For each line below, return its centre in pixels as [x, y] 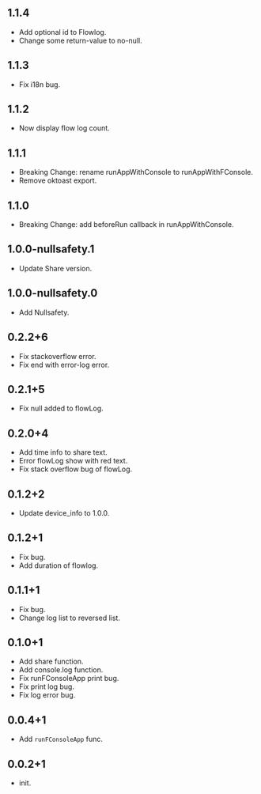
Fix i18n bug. [40, 84]
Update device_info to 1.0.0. [64, 512]
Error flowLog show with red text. [73, 461]
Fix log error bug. [47, 695]
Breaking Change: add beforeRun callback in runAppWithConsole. [126, 225]
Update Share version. [55, 268]
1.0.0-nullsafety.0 [53, 293]
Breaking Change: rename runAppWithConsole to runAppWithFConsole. [136, 172]
